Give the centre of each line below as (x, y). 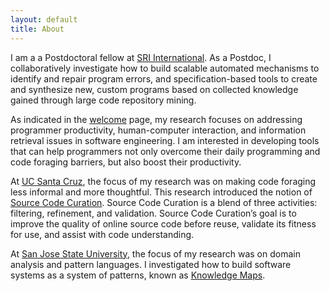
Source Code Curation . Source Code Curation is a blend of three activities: (164, 202)
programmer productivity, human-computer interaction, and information (158, 130)
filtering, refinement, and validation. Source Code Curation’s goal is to (153, 213)
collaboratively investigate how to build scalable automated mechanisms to (165, 68)
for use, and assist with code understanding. (102, 234)
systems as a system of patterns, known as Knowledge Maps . (138, 275)
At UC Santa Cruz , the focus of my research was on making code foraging (163, 181)
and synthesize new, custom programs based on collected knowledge (154, 89)
